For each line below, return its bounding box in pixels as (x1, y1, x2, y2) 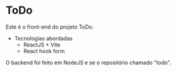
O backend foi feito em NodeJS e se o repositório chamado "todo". (5, 59, 172, 66)
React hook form (23, 47, 65, 54)
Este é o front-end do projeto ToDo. (5, 23, 94, 30)
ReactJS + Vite (23, 41, 61, 48)
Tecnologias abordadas (14, 35, 73, 42)
